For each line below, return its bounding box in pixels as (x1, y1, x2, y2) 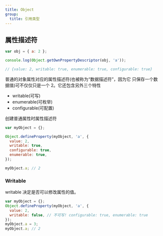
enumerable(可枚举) (12, 99, 53, 105)
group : (5, 12, 19, 17)
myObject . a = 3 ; (5, 222, 38, 227)
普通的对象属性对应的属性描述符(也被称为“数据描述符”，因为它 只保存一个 (5, 76, 154, 82)
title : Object (5, 7, 34, 12)
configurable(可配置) (12, 105, 54, 111)
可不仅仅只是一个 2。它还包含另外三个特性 (15, 82, 101, 88)
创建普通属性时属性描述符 (5, 115, 57, 121)
